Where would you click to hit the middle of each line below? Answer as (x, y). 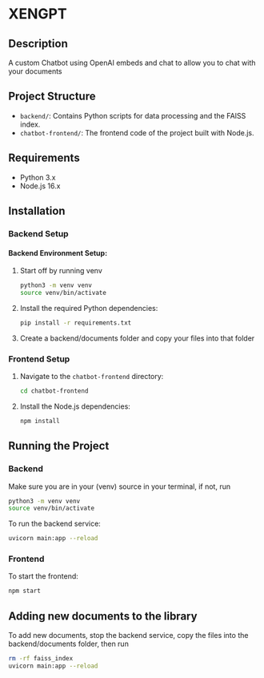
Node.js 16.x (40, 186)
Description (38, 44)
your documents (35, 71)
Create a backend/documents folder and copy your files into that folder (137, 338)
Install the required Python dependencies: (89, 308)
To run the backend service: (55, 524)
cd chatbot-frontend (54, 391)
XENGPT (38, 14)
